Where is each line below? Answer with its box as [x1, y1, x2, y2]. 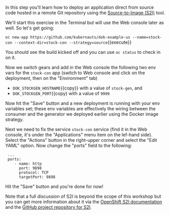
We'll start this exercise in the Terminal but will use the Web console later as [5, 20, 164, 25]
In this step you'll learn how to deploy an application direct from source [5, 5, 154, 10]
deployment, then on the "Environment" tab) [5, 75, 98, 81]
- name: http [14, 161, 42, 166]
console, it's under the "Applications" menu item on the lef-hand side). [5, 132, 153, 138]
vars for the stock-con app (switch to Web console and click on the [5, 70, 146, 76]
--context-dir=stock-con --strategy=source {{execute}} [14, 39, 132, 45]
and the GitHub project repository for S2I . [5, 204, 92, 210]
